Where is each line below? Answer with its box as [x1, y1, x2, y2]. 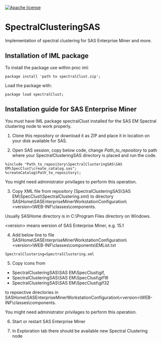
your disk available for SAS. [12, 137, 67, 143]
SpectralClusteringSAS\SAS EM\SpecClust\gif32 [12, 280, 110, 286]
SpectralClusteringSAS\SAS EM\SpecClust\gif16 [12, 274, 109, 280]
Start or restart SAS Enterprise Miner [12, 318, 86, 324]
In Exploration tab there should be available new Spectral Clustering [12, 328, 148, 334]
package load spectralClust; [5, 92, 64, 97]
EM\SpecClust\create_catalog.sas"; [5, 166, 77, 171]
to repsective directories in [5, 289, 59, 295]
